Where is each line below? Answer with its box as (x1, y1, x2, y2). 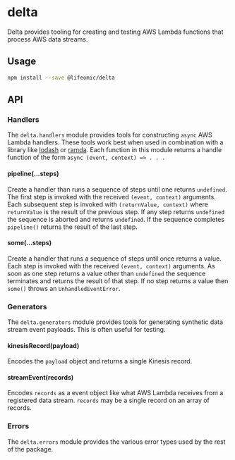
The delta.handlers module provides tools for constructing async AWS (7, 131, 213, 139)
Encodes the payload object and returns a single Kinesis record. (7, 357, 193, 366)
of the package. (7, 445, 54, 453)
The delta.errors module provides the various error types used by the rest (7, 437, 226, 446)
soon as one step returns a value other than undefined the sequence (7, 269, 206, 278)
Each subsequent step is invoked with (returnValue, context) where (7, 200, 208, 209)
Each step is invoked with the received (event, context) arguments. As (7, 261, 215, 270)
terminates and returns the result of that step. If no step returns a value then (7, 276, 229, 285)
